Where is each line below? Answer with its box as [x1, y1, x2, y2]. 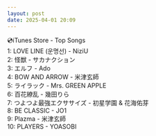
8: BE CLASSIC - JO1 [7, 106, 67, 115]
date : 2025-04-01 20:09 [7, 17, 76, 23]
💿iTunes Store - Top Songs [7, 36, 86, 44]
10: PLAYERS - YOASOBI [7, 122, 77, 130]
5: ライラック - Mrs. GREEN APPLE [7, 81, 107, 90]
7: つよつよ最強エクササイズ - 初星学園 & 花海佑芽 [7, 98, 149, 107]
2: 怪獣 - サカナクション [7, 55, 76, 64]
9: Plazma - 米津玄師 [7, 115, 67, 123]
